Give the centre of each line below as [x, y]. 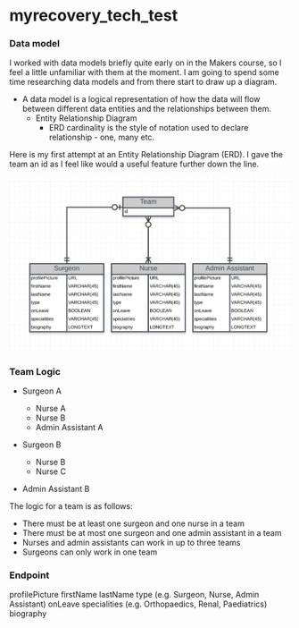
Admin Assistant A [69, 428]
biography [28, 614]
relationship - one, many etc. [101, 137]
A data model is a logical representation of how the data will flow [141, 99]
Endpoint [29, 575]
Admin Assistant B [56, 489]
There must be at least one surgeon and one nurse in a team [133, 523]
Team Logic [35, 371]
